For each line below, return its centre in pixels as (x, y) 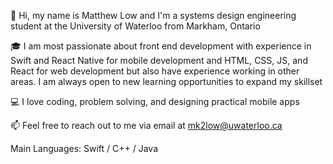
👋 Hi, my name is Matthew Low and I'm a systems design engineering (153, 15)
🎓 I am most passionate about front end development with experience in (161, 46)
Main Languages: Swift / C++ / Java (84, 148)
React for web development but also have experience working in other (155, 71)
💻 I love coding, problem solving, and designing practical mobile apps (155, 101)
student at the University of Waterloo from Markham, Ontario (135, 26)
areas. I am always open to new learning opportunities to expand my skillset (166, 81)
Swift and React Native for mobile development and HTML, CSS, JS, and (159, 60)
